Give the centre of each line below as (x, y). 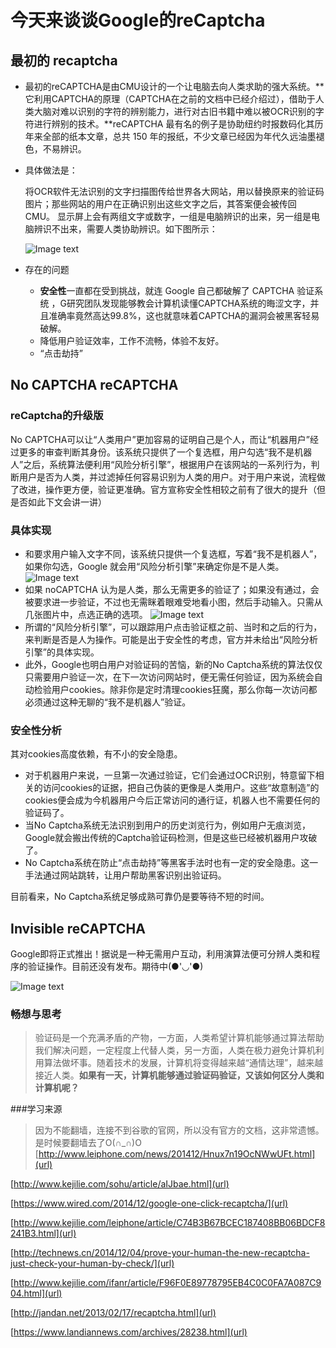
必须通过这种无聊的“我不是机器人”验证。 (108, 702)
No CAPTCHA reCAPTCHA (94, 385)
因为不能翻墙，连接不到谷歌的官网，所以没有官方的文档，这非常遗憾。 (179, 1130)
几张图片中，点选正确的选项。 (86, 614)
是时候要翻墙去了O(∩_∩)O (88, 1143)
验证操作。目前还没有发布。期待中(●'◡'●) (115, 967)
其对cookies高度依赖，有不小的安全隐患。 (96, 754)
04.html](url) (36, 1293)
